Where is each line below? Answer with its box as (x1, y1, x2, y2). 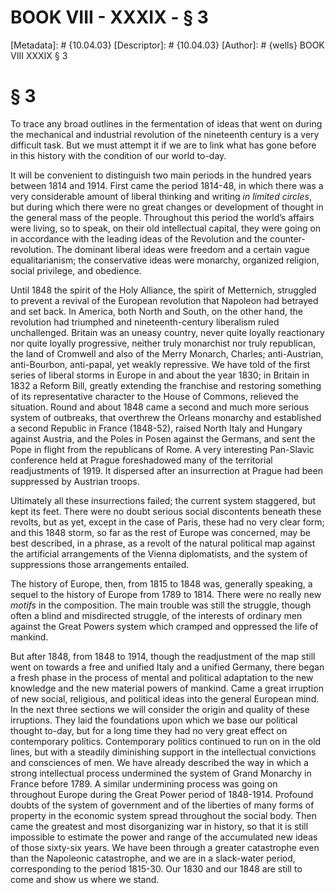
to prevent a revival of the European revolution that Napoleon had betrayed (10, 294, 319, 306)
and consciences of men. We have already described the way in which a (10, 756, 309, 768)
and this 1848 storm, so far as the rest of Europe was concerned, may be (10, 526, 311, 538)
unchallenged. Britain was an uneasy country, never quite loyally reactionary (10, 326, 325, 338)
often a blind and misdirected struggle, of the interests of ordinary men (10, 609, 303, 621)
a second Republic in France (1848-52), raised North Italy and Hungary (10, 422, 303, 434)
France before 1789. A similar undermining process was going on (10, 777, 278, 790)
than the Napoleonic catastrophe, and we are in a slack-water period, (10, 852, 296, 864)
